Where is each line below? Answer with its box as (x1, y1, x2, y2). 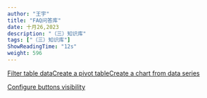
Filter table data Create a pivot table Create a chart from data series (7, 68, 200, 78)
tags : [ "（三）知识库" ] (7, 37, 70, 44)
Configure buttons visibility (7, 82, 86, 91)
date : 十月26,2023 (7, 23, 59, 30)
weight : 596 (7, 50, 42, 57)
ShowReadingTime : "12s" (7, 43, 77, 50)
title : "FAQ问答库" (7, 17, 61, 24)
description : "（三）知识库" (7, 30, 87, 37)
